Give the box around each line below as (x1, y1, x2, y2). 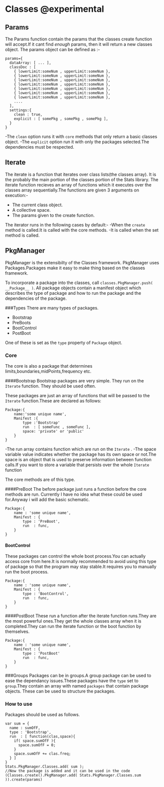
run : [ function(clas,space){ (9, 734, 76, 739)
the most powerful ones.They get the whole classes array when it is (5, 618, 141, 624)
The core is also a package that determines (5, 363, 93, 369)
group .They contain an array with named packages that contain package (5, 683, 149, 689)
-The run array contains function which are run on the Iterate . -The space (5, 446, 157, 452)
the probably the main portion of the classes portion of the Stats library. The (5, 176, 159, 183)
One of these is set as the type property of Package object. (5, 340, 122, 346)
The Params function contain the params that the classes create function (5, 36, 153, 42)
